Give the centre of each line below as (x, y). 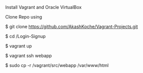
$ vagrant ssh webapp (29, 55)
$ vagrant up (18, 46)
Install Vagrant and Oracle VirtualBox (43, 7)
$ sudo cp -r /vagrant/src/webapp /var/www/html (57, 65)
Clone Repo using (24, 17)
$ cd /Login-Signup (26, 36)
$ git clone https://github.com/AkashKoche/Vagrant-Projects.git (71, 26)
